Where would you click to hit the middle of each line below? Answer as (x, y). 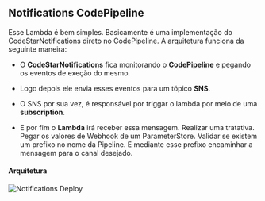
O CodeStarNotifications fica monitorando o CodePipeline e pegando (135, 64)
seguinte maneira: (38, 49)
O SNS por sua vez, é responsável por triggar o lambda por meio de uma (138, 103)
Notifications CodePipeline (76, 13)
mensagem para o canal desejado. (76, 153)
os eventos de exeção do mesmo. (75, 73)
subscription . (42, 112)
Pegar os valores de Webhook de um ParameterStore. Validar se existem (138, 136)
